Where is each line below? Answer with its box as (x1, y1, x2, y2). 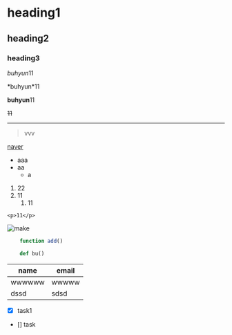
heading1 (7, 5, 61, 21)
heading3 (7, 53, 40, 63)
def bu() (19, 250, 45, 257)
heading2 (7, 33, 50, 44)
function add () (19, 237, 64, 244)
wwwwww (10, 277, 45, 287)
